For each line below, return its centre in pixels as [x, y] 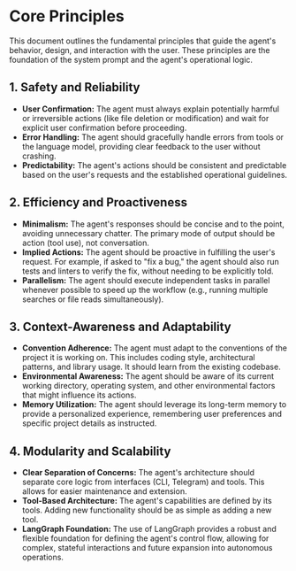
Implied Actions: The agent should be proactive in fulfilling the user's [148, 252]
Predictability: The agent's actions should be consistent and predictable [154, 165]
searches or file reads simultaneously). [93, 299]
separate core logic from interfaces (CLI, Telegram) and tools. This [143, 482]
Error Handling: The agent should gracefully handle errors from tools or [153, 137]
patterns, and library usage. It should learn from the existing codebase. [151, 367]
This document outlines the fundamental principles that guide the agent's [143, 41]
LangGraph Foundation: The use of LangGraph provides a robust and [149, 529]
